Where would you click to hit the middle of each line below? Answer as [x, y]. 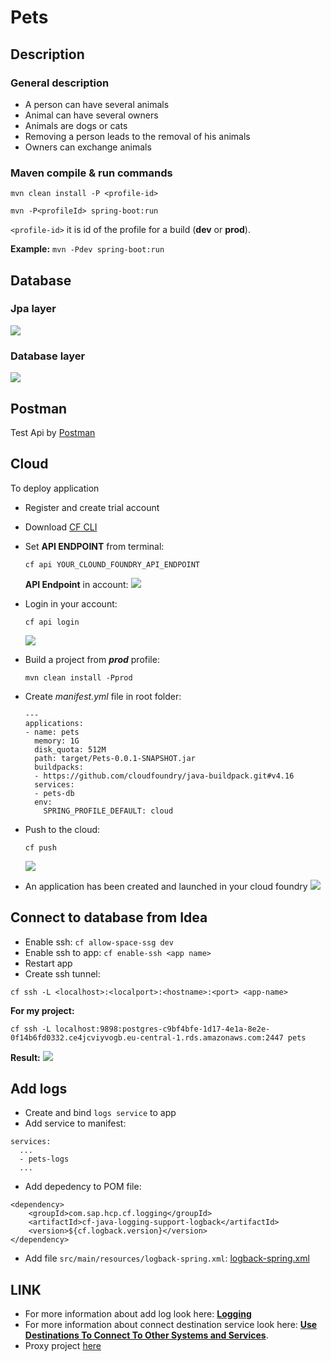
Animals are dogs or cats [76, 125]
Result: [25, 1057]
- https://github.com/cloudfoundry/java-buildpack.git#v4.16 [164, 776]
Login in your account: [71, 603]
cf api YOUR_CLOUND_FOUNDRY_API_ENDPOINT [112, 564]
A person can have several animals [97, 104]
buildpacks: [59, 767]
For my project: [42, 1010]
